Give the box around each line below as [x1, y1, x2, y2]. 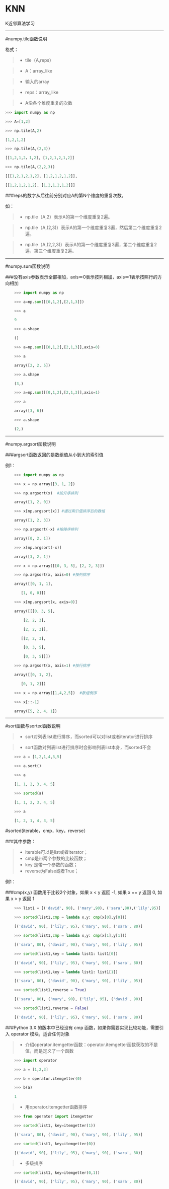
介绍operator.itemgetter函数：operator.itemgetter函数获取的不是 [25, 1042, 158, 1048]
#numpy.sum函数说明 [5, 263, 50, 269]
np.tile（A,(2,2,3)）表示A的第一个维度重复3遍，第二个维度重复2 [25, 241, 157, 247]
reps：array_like [25, 89, 59, 95]
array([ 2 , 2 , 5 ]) [14, 363, 51, 368]
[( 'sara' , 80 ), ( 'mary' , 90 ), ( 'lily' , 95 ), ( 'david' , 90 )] [14, 997, 143, 1002]
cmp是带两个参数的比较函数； [25, 855, 88, 861]
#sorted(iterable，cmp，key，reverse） [5, 828, 89, 834]
